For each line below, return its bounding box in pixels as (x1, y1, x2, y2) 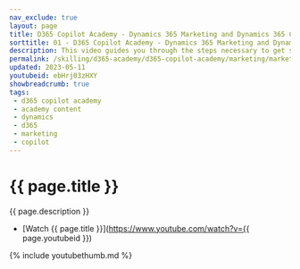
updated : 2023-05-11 (9, 63, 87, 72)
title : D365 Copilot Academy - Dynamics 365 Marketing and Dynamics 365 (9, 29, 286, 38)
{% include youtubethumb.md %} (9, 249, 133, 260)
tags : (9, 88, 29, 97)
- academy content (12, 105, 82, 113)
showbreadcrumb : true (9, 80, 90, 88)
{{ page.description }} (9, 206, 90, 216)
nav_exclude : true (9, 13, 78, 22)
